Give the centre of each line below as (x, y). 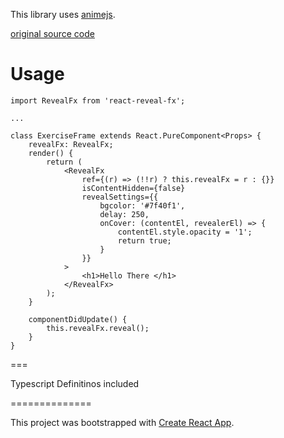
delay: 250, (124, 214)
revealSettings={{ (120, 197)
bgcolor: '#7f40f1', (142, 205)
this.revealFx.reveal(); (98, 328)
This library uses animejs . (63, 14)
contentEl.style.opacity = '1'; (185, 232)
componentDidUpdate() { (78, 319)
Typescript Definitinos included (75, 383)
